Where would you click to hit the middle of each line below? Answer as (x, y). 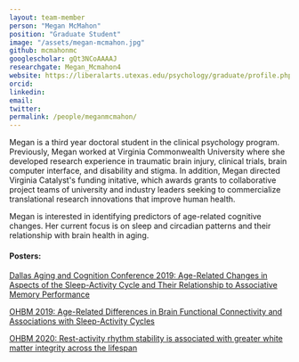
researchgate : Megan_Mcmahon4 (65, 68)
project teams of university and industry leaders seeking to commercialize (145, 190)
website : (25, 76)
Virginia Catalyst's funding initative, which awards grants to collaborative (143, 180)
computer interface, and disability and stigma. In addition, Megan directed (145, 171)
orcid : (21, 84)
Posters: (25, 256)
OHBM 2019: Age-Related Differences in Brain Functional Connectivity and (146, 312)
